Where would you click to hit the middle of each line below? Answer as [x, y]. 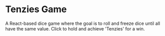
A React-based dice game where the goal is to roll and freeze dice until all [83, 23]
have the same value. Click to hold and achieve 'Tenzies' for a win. [75, 28]
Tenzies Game [36, 9]
